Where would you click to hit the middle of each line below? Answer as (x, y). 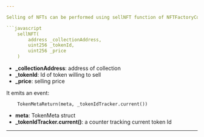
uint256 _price (47, 51)
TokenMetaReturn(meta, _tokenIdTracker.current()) (83, 104)
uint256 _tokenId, (51, 45)
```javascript (24, 28)
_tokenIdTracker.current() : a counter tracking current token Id (93, 122)
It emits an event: (28, 93)
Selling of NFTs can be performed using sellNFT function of (85, 17)
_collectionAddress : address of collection (68, 68)
